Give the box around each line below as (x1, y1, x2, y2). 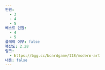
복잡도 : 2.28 (5, 44, 29, 49)
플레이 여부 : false (5, 39, 40, 44)
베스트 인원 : (5, 26, 27, 31)
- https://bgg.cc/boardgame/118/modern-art (9, 53, 100, 58)
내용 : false (5, 58, 28, 63)
